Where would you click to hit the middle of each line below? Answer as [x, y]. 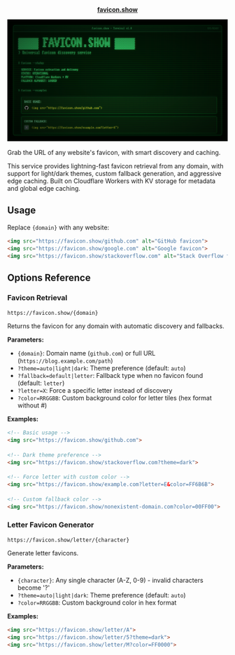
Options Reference [49, 277]
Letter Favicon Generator [51, 525]
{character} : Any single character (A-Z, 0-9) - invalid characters [111, 581]
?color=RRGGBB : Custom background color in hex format [97, 603]
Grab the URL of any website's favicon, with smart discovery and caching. [114, 153]
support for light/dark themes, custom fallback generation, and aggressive [114, 174]
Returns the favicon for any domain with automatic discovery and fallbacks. [116, 326]
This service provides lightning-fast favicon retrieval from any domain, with [115, 166]
